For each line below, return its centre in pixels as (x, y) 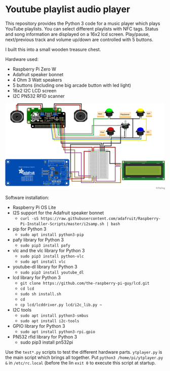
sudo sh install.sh (41, 294)
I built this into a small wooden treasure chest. (53, 49)
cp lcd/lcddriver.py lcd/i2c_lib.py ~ (61, 305)
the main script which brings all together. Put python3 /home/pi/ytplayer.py (84, 357)
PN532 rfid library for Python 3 (45, 336)
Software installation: (27, 197)
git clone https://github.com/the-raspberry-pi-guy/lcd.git (85, 283)
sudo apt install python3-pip (52, 234)
